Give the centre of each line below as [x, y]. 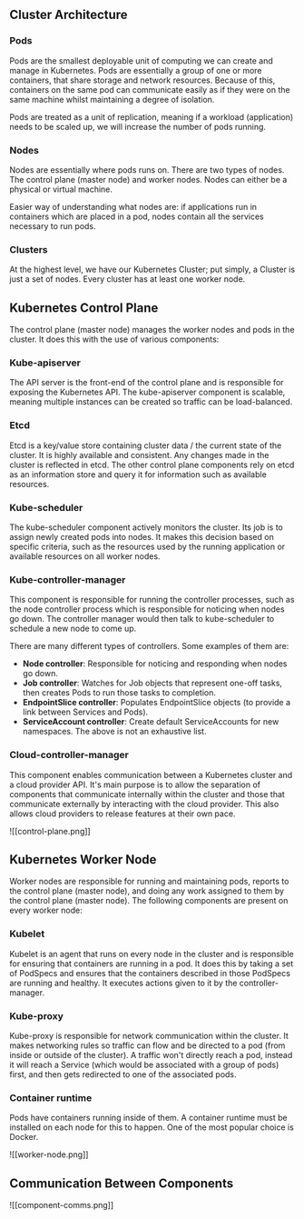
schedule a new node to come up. [73, 629]
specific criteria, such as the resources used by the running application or [147, 546]
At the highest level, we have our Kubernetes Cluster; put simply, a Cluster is [152, 270]
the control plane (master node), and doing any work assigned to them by [147, 891]
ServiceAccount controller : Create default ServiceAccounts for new [151, 722]
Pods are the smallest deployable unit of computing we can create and [142, 60]
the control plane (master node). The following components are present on [149, 901]
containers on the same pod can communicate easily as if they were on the [150, 89]
